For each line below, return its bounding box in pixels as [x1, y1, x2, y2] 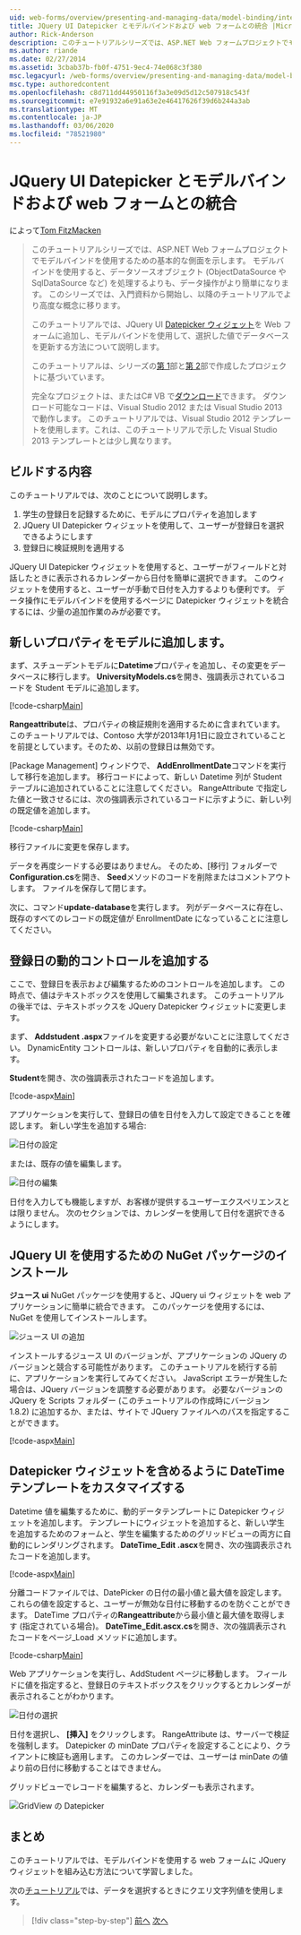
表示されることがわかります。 [9, 1690, 119, 1701]
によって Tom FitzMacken [9, 225, 101, 236]
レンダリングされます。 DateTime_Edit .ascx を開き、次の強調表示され [32, 1539, 292, 1550]
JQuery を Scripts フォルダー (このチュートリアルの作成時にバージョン [9, 1395, 271, 1406]
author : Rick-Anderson [9, 30, 94, 39]
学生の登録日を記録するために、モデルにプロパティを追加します [21, 508, 258, 520]
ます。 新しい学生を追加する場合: [24, 1121, 147, 1131]
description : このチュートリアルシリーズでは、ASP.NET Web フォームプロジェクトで [9, 38, 289, 47]
